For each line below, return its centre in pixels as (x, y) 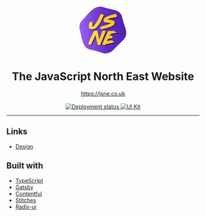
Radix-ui (26, 206)
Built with (25, 166)
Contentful (29, 193)
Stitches (26, 200)
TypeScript (29, 180)
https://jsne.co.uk (103, 93)
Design (24, 146)
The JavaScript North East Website (103, 77)
